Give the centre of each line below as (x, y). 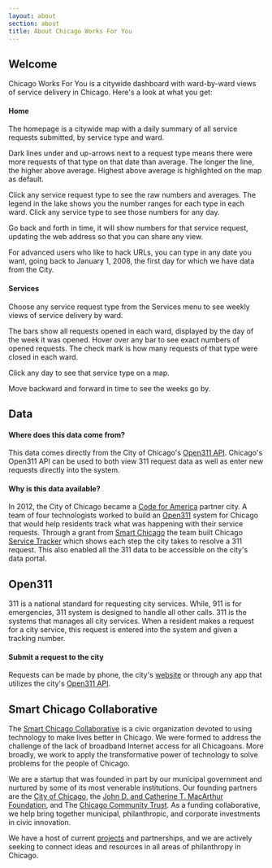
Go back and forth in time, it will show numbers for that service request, (129, 228)
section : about (34, 24)
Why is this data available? (54, 488)
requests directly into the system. (64, 470)
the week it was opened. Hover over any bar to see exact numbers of (124, 339)
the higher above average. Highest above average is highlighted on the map (135, 171)
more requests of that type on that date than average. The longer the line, (131, 162)
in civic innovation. (40, 822)
